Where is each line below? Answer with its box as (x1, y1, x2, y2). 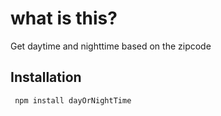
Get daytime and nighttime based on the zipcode (10, 40, 212, 52)
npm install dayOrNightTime (14, 95, 132, 106)
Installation (10, 69, 82, 86)
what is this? (10, 7, 118, 30)
